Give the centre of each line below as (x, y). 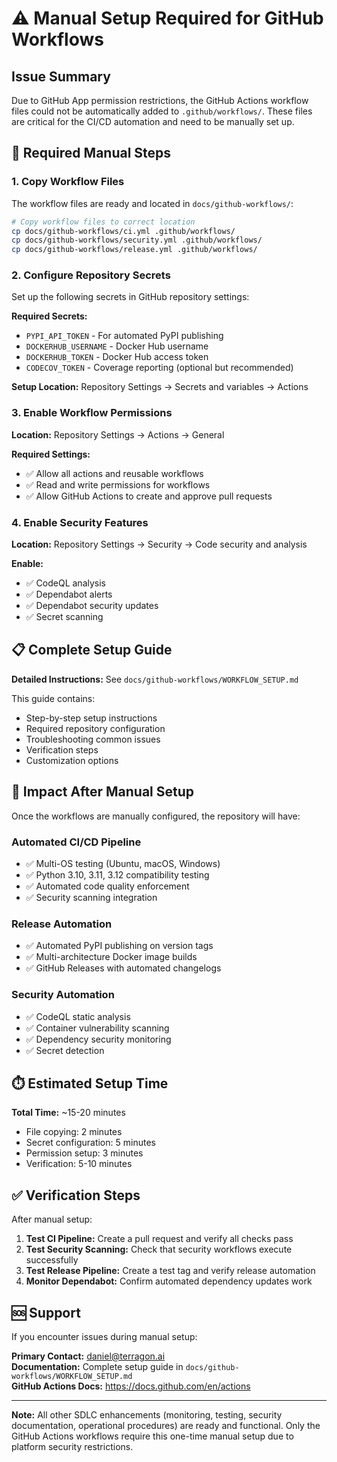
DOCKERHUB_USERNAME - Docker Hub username (117, 346)
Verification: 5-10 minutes (79, 1164)
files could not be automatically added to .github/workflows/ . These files (162, 111)
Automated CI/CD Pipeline (76, 842)
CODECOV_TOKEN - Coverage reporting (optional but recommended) (159, 368)
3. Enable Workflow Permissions (92, 413)
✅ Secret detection (65, 1050)
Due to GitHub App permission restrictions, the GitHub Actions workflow (160, 100)
